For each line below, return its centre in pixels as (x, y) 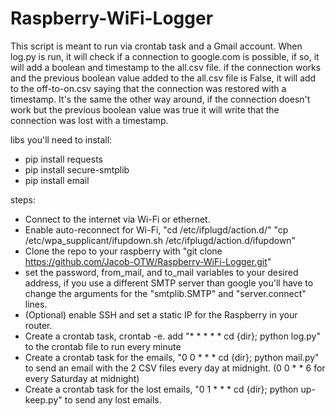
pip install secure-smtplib (77, 169)
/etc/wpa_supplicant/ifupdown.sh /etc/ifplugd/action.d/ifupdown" (160, 240)
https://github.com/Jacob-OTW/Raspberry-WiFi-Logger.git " (148, 261)
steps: (23, 199)
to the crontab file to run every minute (103, 346)
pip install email (57, 180)
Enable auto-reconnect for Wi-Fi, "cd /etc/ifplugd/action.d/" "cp (156, 229)
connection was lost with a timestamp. (89, 120)
